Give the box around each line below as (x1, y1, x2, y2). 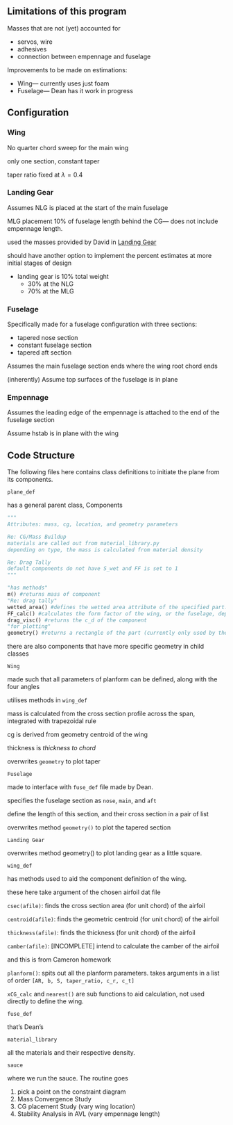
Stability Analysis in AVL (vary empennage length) (17, 1110, 161, 1118)
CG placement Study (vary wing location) (17, 1102, 136, 1111)
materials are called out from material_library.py (7, 540, 159, 547)
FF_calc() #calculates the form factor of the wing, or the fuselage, (7, 610, 216, 617)
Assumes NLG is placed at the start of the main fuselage (7, 203, 169, 211)
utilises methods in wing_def (7, 696, 88, 704)
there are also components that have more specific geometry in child (7, 642, 205, 651)
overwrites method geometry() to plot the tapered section (7, 823, 171, 832)
